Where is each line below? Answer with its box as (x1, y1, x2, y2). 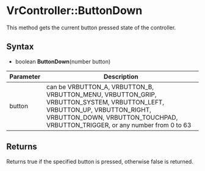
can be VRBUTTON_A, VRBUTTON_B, (46, 82, 154, 91)
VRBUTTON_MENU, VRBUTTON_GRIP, (46, 90, 157, 98)
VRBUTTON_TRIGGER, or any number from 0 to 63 (46, 120, 192, 129)
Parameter (9, 72, 41, 81)
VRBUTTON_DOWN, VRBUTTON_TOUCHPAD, (46, 113, 178, 122)
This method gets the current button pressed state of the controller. (6, 24, 176, 31)
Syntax (6, 42, 34, 52)
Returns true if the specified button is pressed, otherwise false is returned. (6, 158, 193, 165)
